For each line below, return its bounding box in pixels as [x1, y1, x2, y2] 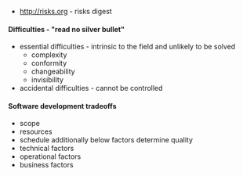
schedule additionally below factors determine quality [19, 135, 194, 145]
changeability [31, 66, 76, 77]
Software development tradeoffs [8, 101, 117, 110]
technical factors [19, 144, 74, 153]
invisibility [31, 75, 64, 84]
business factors [19, 160, 74, 170]
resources [19, 127, 53, 136]
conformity [31, 59, 67, 68]
